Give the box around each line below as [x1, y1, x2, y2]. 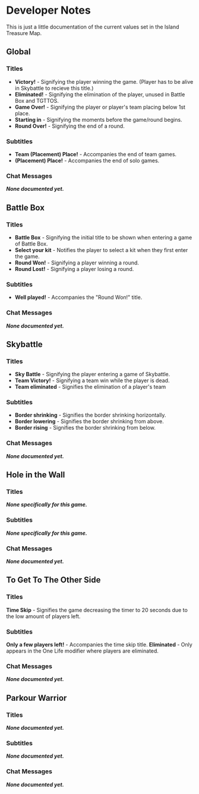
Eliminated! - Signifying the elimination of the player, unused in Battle [14, 90, 185, 98]
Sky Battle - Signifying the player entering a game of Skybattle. [14, 371, 170, 378]
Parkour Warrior [6, 693, 67, 703]
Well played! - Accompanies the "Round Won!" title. [14, 294, 143, 301]
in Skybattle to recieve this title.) [14, 84, 94, 92]
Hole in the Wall [6, 470, 65, 480]
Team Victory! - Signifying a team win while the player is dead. [14, 377, 170, 384]
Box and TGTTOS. [14, 97, 59, 104]
